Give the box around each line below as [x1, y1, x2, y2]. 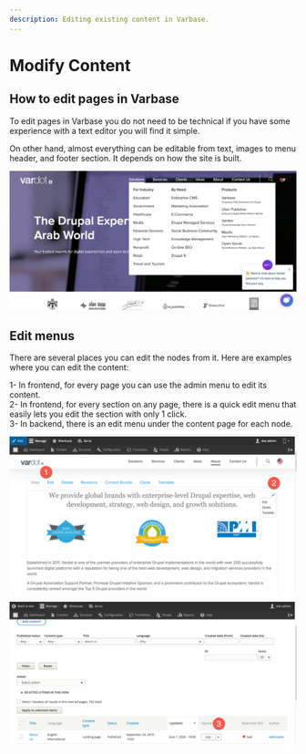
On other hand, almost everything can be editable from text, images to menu [9, 142, 297, 154]
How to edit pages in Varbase [9, 91, 179, 107]
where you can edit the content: [9, 362, 129, 373]
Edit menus [9, 328, 75, 344]
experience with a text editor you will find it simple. [9, 125, 200, 136]
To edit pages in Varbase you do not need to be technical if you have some [9, 115, 291, 127]
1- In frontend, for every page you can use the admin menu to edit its [9, 379, 267, 391]
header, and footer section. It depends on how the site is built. [9, 152, 242, 163]
